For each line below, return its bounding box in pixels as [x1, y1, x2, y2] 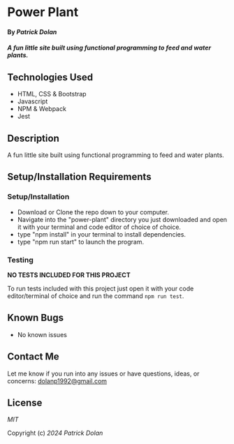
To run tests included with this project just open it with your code [7, 284, 194, 293]
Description [7, 132, 59, 144]
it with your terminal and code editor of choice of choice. [17, 223, 182, 231]
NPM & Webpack [17, 105, 66, 113]
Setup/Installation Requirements [7, 171, 152, 183]
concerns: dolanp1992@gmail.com [7, 376, 107, 385]
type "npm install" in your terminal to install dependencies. [17, 230, 187, 238]
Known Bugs [7, 312, 64, 324]
